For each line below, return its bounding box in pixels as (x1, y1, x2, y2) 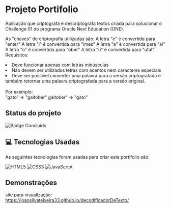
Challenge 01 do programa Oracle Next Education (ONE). (5, 25, 125, 32)
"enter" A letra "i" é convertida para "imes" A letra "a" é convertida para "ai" (5, 41, 165, 47)
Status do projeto (5, 109, 62, 117)
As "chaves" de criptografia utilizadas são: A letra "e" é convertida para (5, 36, 156, 42)
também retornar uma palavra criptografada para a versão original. (5, 78, 146, 84)
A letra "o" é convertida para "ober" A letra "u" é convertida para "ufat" (5, 46, 155, 52)
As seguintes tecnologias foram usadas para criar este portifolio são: (5, 154, 150, 160)
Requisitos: (5, 52, 29, 58)
